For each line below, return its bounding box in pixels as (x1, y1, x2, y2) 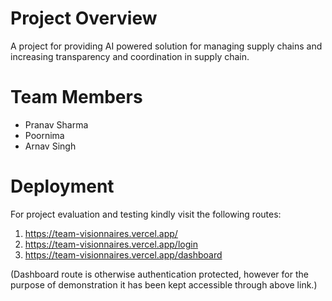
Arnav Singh (24, 140, 77, 152)
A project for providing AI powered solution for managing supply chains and (10, 40, 323, 52)
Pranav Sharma (24, 118, 89, 131)
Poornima (24, 129, 65, 141)
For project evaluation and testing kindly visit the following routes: (10, 208, 282, 220)
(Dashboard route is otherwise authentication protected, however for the (10, 268, 309, 280)
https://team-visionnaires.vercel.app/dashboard (24, 248, 223, 261)
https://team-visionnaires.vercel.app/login (24, 238, 198, 250)
